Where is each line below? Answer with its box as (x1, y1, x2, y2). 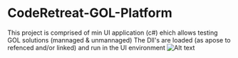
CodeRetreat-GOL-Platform (7, 5, 172, 21)
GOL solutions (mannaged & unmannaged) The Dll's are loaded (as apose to (7, 35, 232, 44)
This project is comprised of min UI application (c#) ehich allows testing (7, 28, 219, 37)
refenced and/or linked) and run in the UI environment (7, 43, 166, 52)
